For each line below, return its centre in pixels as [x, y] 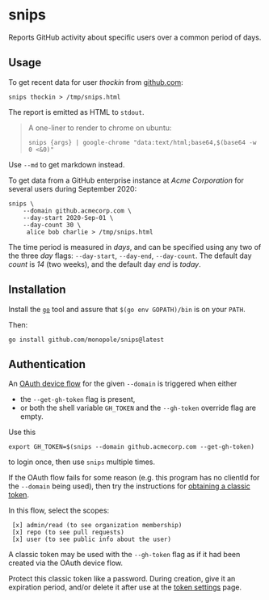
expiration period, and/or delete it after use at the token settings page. [125, 587]
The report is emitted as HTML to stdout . [76, 112]
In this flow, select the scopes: [59, 510]
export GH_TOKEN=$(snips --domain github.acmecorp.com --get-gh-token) [131, 447]
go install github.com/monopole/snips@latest [86, 340]
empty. [32, 416]
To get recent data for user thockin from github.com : [96, 82]
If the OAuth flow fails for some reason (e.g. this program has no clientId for [134, 478]
